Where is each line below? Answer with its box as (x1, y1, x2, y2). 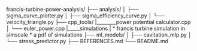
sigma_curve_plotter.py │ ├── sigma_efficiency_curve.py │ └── (6, 12, 165, 19)
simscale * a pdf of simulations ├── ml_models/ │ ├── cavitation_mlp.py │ (6, 31, 192, 38)
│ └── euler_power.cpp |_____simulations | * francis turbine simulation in (6, 25, 186, 32)
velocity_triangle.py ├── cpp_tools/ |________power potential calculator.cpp (6, 19, 191, 25)
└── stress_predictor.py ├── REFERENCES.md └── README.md (6, 38, 169, 44)
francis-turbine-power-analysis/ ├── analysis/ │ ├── (6, 6, 139, 13)
